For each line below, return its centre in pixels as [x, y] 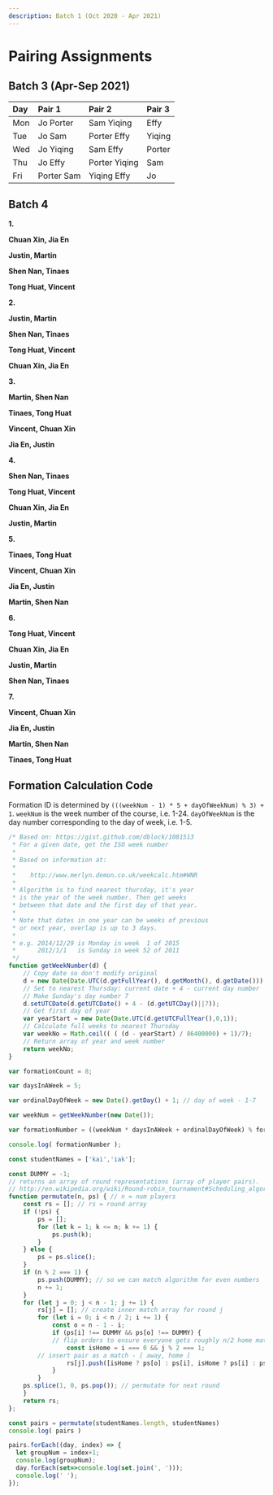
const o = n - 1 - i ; [89, 1325]
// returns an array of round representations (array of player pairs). [134, 1181]
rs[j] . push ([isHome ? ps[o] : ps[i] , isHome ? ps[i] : [161, 1363]
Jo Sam [52, 136]
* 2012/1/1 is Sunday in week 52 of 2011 [96, 951]
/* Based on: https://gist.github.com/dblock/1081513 [102, 837]
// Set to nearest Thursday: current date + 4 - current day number [141, 988]
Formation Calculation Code [81, 785]
